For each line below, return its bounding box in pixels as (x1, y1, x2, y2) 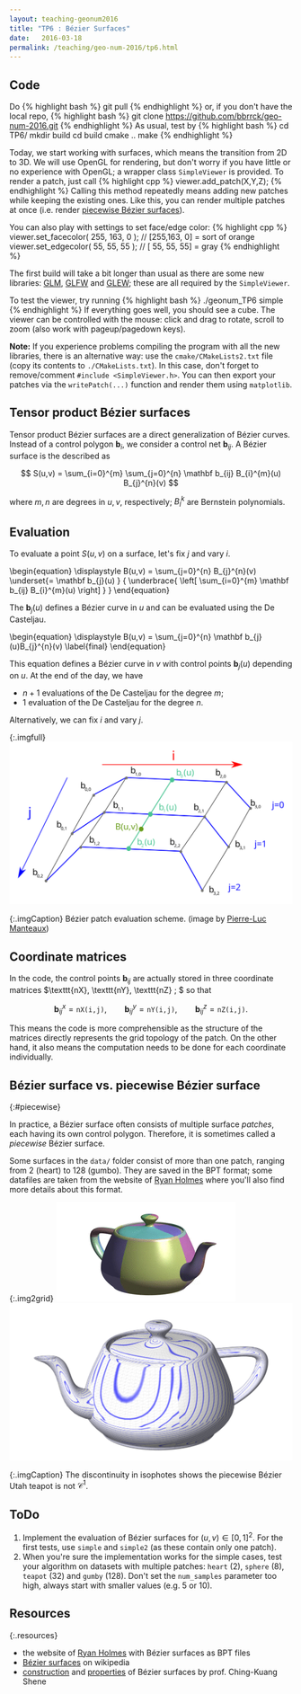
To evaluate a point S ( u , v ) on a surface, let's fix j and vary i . (9, 548, 231, 559)
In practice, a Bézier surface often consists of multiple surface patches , (9, 1119, 274, 1130)
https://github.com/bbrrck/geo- (165, 111, 283, 121)
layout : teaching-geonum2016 (9, 14, 119, 23)
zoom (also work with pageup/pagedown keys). (9, 324, 186, 334)
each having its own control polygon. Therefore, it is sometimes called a (9, 1129, 276, 1140)
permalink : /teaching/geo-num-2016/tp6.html (9, 43, 179, 52)
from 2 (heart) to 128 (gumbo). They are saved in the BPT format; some (9, 1165, 273, 1176)
